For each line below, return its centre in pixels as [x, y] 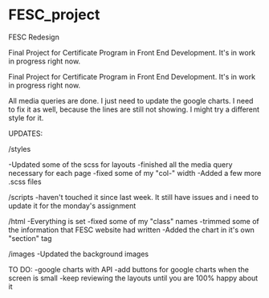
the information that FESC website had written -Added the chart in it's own [132, 230]
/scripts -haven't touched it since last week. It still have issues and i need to [134, 197]
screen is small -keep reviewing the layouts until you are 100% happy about [133, 278]
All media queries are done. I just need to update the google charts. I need [131, 100]
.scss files [25, 182]
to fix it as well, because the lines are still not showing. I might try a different [134, 109]
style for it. [26, 117]
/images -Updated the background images [79, 254]
